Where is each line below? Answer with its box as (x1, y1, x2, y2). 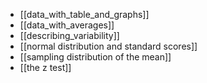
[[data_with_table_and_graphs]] (19, 9, 150, 20)
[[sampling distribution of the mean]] (19, 51, 172, 63)
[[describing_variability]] (19, 30, 120, 41)
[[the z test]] (19, 62, 72, 73)
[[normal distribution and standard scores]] (19, 40, 198, 52)
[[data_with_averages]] (19, 19, 115, 31)
